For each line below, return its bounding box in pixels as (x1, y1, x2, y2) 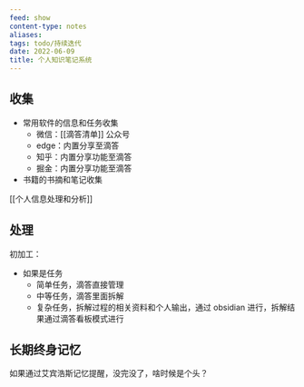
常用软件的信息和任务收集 (22, 117, 119, 128)
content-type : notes (9, 22, 88, 31)
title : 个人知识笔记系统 (9, 55, 93, 64)
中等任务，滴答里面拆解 (35, 290, 124, 301)
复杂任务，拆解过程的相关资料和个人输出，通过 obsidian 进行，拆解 (35, 302, 288, 313)
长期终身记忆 (9, 342, 82, 358)
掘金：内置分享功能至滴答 (35, 163, 132, 174)
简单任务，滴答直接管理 (35, 279, 124, 290)
